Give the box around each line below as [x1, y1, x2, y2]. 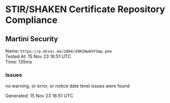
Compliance [5, 14, 58, 26]
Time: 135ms [5, 59, 32, 64]
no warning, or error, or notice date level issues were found [5, 83, 130, 89]
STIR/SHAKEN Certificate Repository [5, 4, 165, 15]
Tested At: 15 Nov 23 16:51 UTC [5, 53, 71, 59]
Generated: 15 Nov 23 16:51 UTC [5, 93, 74, 99]
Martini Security [5, 35, 58, 43]
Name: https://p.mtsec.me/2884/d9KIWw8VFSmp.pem [5, 48, 112, 54]
